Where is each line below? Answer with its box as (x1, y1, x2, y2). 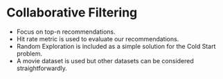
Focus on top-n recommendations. (16, 27, 116, 36)
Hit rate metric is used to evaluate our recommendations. (16, 34, 179, 43)
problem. (16, 49, 43, 58)
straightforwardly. (16, 64, 67, 72)
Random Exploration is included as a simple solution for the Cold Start (16, 42, 216, 50)
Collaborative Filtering (6, 5, 138, 21)
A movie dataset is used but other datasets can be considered (16, 56, 195, 65)
